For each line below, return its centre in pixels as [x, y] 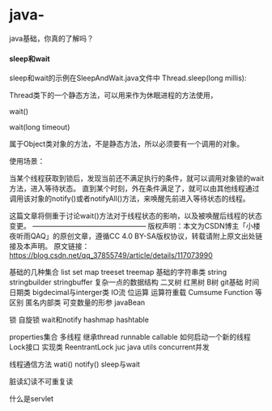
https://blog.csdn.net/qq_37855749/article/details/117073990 [111, 255]
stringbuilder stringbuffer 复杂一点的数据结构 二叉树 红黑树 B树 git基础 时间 [134, 282]
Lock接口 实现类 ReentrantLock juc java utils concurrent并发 [109, 347]
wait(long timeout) [40, 127]
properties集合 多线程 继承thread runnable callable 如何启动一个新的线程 [130, 337]
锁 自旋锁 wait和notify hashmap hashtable [79, 320]
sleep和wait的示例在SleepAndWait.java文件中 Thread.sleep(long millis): [128, 78]
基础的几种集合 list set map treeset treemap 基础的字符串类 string [118, 272]
